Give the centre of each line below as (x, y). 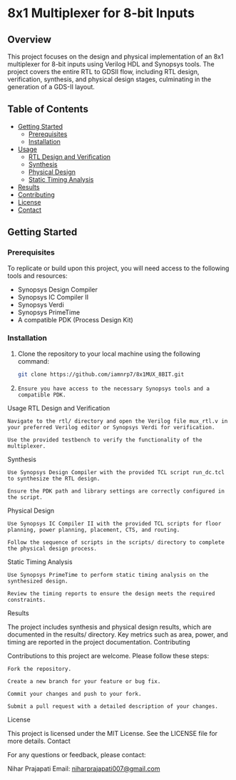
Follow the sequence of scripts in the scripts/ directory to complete (116, 542)
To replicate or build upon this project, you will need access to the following (118, 268)
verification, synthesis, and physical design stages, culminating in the (109, 79)
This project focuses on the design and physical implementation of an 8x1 (116, 56)
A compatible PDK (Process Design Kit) (75, 319)
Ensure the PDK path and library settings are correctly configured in (116, 491)
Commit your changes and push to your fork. (75, 694)
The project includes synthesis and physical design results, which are (109, 627)
